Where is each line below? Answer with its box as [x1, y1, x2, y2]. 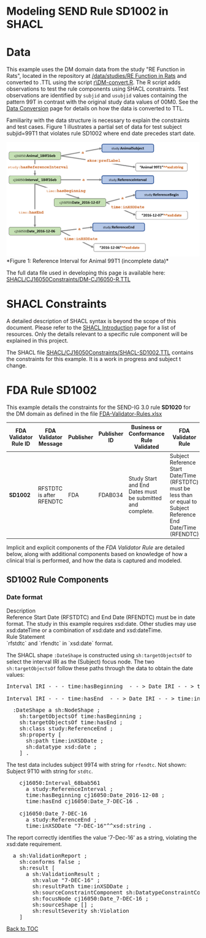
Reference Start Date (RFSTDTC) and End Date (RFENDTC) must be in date [6, 613, 196, 620]
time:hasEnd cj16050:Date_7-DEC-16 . [25, 798, 139, 804]
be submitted [128, 495, 162, 501]
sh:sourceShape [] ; [32, 901, 94, 908]
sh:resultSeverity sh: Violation [32, 907, 130, 914]
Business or [131, 424, 162, 431]
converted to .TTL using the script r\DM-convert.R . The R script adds [6, 78, 181, 86]
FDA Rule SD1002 [6, 383, 97, 397]
